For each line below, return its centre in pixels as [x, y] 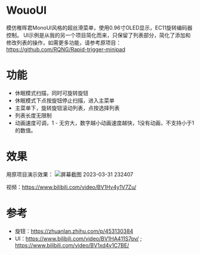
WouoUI [26, 10]
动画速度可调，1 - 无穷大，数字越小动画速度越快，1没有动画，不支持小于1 [104, 122]
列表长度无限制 [33, 115]
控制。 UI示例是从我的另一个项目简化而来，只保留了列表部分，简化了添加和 [99, 35]
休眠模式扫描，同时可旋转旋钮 [51, 93]
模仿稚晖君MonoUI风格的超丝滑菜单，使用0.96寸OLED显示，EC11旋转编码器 [99, 27]
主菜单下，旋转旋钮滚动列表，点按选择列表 [67, 107]
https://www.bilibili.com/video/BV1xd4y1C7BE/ [72, 245]
